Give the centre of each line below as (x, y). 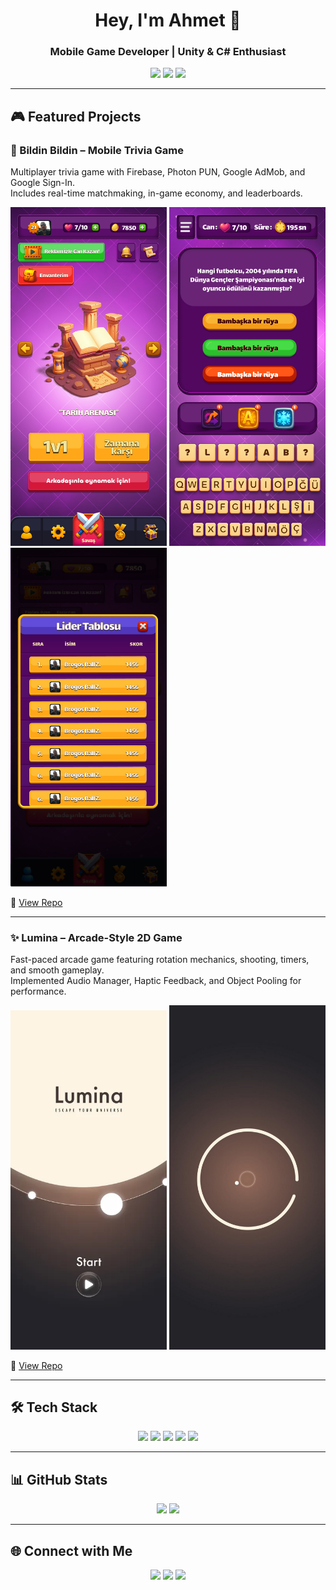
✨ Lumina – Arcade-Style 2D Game (96, 937)
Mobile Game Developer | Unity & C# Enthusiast (168, 52)
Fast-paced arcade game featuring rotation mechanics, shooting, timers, (160, 960)
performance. (38, 991)
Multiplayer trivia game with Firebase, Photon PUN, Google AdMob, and (158, 172)
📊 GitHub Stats (59, 1479)
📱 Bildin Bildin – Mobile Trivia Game (97, 150)
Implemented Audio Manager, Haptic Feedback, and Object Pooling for (156, 981)
